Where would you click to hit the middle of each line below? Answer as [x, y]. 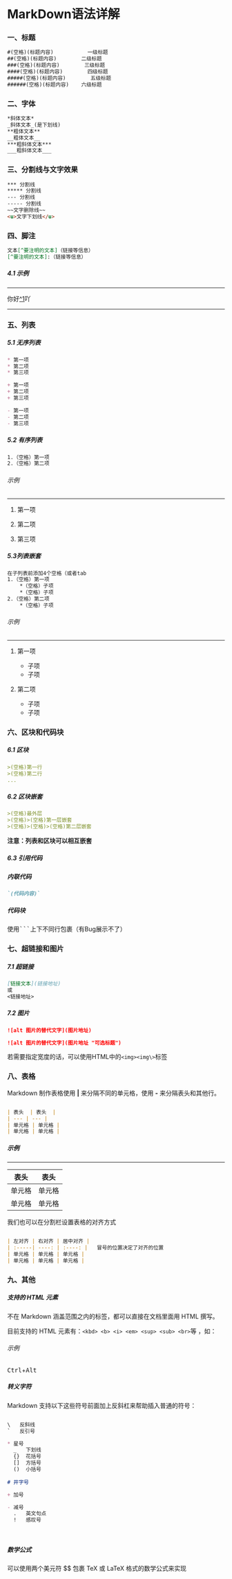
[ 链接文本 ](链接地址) [34, 984]
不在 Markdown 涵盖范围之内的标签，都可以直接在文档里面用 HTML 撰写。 [113, 1316]
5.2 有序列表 [25, 440]
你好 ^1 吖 [19, 298]
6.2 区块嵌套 [25, 796]
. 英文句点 [30, 1514]
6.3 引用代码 [25, 858]
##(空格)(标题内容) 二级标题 [55, 59]
